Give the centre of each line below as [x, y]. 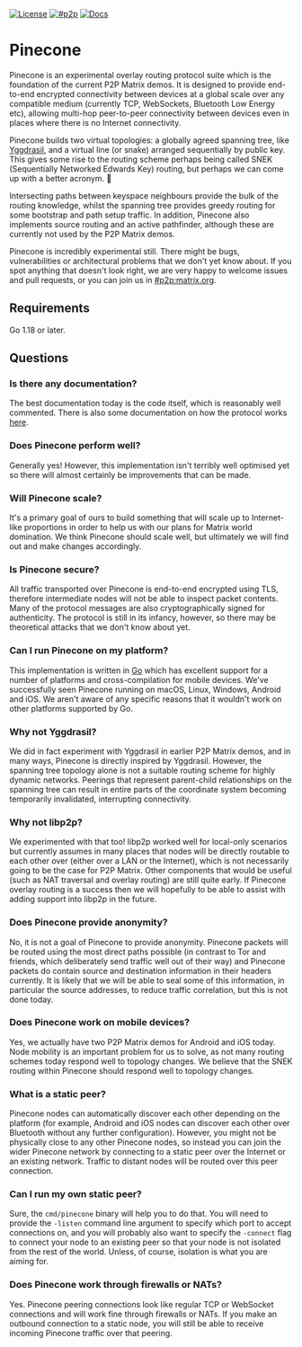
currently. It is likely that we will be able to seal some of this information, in [147, 980]
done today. [31, 999]
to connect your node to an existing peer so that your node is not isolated [145, 1242]
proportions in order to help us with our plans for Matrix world [138, 527]
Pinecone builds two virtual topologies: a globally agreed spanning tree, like [149, 140]
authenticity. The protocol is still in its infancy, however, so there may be [143, 618]
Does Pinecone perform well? [75, 446]
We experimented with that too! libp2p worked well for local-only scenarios [148, 842]
